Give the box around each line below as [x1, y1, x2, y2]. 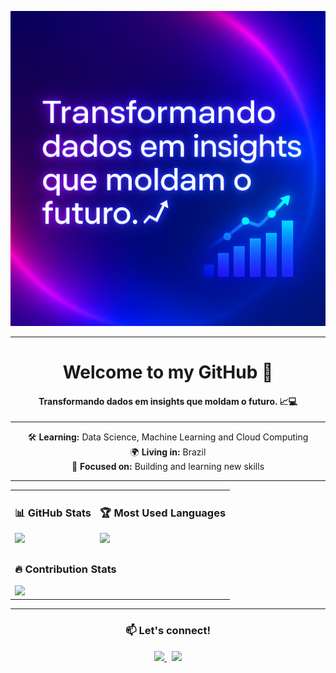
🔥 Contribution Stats [14, 562, 117, 576]
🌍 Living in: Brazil [129, 446, 207, 458]
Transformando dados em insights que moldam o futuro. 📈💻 [38, 395, 298, 407]
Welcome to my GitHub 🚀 [62, 361, 274, 384]
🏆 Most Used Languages [99, 506, 227, 520]
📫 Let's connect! [125, 624, 211, 638]
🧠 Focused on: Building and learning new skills [71, 461, 265, 473]
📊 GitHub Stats [14, 506, 92, 520]
